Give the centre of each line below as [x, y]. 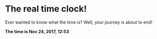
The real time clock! [46, 9]
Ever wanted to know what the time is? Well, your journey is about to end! [79, 22]
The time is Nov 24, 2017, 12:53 [37, 31]
